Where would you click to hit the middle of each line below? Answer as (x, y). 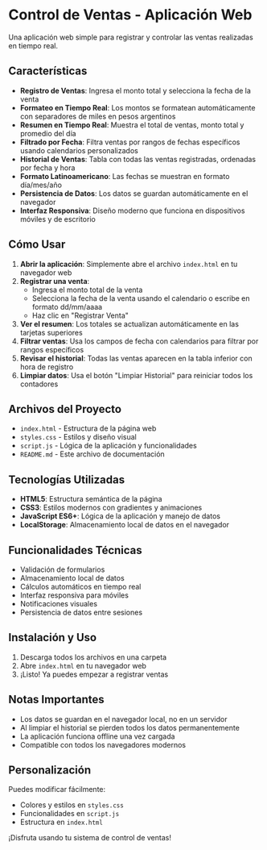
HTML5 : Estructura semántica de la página (91, 499)
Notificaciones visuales (59, 604)
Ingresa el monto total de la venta (87, 290)
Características (48, 71)
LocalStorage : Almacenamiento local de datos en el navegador (125, 525)
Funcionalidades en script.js (70, 814)
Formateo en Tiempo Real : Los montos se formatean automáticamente (138, 107)
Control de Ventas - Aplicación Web (130, 15)
